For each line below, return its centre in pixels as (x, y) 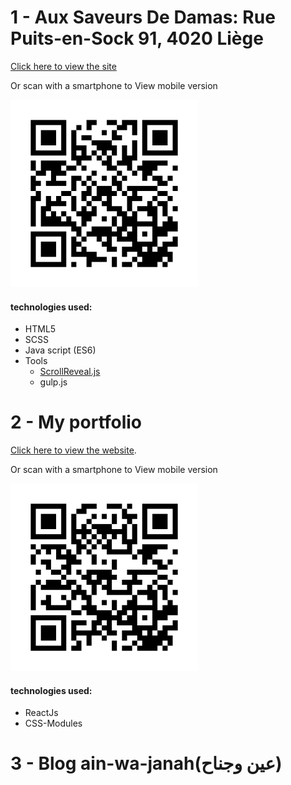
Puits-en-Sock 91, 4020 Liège (137, 38)
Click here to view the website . (73, 450)
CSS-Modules (53, 723)
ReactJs (41, 713)
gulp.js (53, 382)
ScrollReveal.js (70, 372)
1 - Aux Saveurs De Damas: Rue (143, 17)
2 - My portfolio (76, 422)
